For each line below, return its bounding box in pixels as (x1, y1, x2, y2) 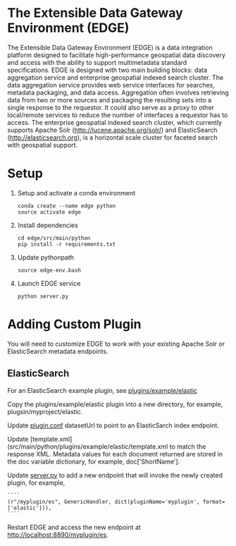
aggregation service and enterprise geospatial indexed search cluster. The (7, 73, 224, 82)
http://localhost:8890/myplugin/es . (7, 530, 108, 539)
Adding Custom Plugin (7, 316, 142, 332)
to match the (169, 442, 206, 451)
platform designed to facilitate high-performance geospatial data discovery (7, 51, 225, 59)
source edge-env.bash (17, 267, 81, 274)
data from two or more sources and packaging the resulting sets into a (7, 95, 212, 104)
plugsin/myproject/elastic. (7, 407, 83, 415)
